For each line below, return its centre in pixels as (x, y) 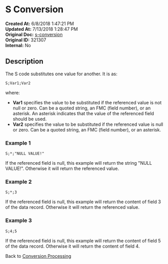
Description (24, 62)
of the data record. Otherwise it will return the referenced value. (72, 207)
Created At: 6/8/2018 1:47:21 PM (40, 24)
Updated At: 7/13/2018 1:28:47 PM (42, 29)
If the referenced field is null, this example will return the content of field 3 (83, 202)
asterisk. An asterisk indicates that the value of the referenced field (83, 113)
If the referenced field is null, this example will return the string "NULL (79, 163)
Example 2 (19, 182)
